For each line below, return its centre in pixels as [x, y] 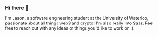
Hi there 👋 [17, 8]
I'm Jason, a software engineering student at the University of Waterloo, [77, 18]
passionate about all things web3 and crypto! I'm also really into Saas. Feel [79, 23]
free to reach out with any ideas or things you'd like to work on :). [70, 28]
